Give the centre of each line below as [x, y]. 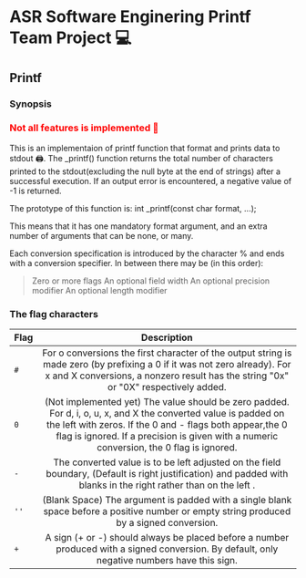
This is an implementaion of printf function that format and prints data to [145, 148]
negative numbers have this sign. [167, 561]
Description [167, 337]
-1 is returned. [36, 191]
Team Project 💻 [71, 38]
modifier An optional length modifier [99, 290]
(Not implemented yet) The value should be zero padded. [167, 402]
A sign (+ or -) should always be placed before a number [167, 538]
